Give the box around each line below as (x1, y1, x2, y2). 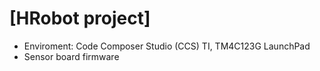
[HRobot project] (9, 7, 151, 30)
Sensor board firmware (23, 50, 120, 62)
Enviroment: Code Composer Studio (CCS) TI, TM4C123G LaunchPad (23, 40, 311, 52)
